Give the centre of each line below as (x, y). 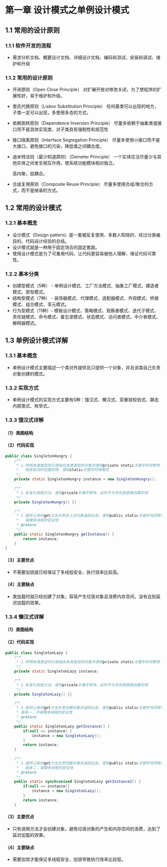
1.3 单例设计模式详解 (37, 340)
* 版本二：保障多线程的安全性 (45, 768)
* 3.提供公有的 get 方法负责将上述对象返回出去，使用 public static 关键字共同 (87, 516)
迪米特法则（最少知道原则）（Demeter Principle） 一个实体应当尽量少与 (85, 157)
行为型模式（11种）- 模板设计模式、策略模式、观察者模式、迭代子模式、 (85, 311)
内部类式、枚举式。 (32, 406)
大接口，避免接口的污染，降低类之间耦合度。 (58, 146)
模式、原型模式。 (30, 292)
